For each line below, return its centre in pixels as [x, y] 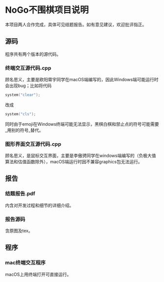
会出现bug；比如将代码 [28, 86]
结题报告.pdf [20, 194]
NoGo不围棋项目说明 [47, 10]
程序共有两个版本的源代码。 [33, 54]
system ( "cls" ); [21, 114]
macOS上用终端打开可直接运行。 [38, 274]
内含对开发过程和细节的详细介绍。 [39, 205]
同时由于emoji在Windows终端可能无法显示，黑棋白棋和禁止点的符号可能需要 [82, 124]
